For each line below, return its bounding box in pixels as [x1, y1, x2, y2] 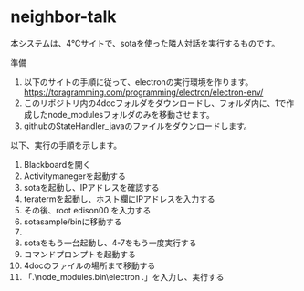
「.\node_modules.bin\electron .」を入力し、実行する [23, 271, 225, 282]
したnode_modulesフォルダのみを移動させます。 [31, 109, 215, 120]
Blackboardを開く [23, 159, 91, 170]
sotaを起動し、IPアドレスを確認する [23, 182, 160, 192]
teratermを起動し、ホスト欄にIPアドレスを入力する [23, 193, 215, 204]
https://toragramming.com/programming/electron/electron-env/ [23, 87, 264, 98]
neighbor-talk [10, 6, 117, 27]
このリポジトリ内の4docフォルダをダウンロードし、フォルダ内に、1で [23, 98, 287, 109]
